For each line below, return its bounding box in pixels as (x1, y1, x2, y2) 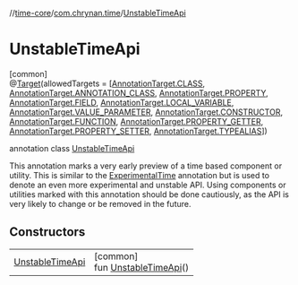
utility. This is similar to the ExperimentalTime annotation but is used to (9, 169, 270, 180)
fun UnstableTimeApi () (93, 261, 190, 273)
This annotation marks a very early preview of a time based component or (9, 160, 283, 171)
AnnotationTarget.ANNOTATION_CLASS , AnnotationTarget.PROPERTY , (9, 87, 268, 98)
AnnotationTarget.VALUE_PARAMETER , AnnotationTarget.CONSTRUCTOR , (9, 107, 284, 117)
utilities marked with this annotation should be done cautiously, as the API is (9, 188, 289, 200)
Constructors (9, 224, 86, 240)
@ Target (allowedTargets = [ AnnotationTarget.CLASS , (9, 78, 206, 89)
